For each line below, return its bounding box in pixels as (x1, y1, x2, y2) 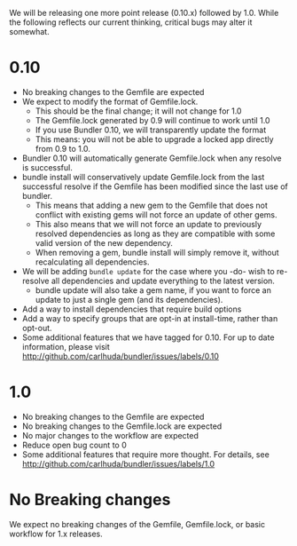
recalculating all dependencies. (35, 257, 150, 267)
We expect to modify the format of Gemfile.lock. (21, 96, 199, 107)
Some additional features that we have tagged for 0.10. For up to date (21, 332, 275, 343)
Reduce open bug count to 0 (21, 439, 127, 450)
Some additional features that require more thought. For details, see (21, 448, 270, 460)
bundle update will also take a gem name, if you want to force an (35, 284, 272, 296)
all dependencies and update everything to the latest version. (51, 275, 275, 286)
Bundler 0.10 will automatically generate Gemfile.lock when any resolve (21, 153, 282, 163)
